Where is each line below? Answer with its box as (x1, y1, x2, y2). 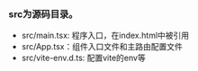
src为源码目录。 (8, 7, 78, 20)
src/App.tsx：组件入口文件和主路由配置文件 (21, 41, 184, 52)
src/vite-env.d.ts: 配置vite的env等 (21, 52, 146, 64)
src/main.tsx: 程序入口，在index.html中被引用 (21, 30, 190, 41)
